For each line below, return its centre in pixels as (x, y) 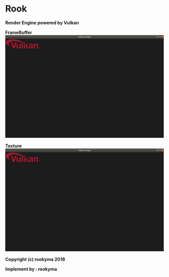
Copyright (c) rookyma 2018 (35, 259)
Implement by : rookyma (31, 269)
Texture (14, 146)
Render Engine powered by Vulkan (42, 23)
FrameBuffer (19, 32)
